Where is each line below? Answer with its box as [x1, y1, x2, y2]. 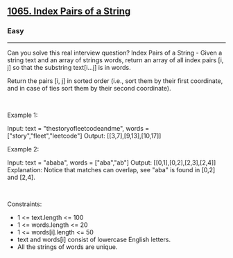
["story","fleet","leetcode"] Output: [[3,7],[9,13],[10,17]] [7, 131, 162, 140]
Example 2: [7, 145, 40, 153]
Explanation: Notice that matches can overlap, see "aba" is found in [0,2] [7, 165, 216, 174]
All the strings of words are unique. [17, 242, 118, 251]
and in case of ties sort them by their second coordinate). [7, 84, 171, 92]
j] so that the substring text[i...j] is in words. [7, 63, 131, 71]
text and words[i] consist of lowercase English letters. [17, 235, 171, 243]
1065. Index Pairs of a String [7, 6, 131, 17]
